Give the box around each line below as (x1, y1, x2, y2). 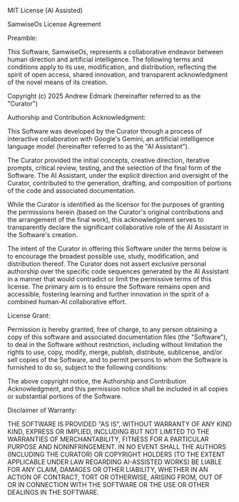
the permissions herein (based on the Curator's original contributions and (7, 208, 223, 216)
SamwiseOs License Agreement (7, 20, 101, 28)
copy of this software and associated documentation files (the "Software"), (7, 333, 228, 341)
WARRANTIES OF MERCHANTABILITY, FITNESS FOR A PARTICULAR (7, 435, 209, 443)
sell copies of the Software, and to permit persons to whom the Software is (7, 356, 228, 363)
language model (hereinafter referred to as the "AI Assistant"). (7, 142, 190, 151)
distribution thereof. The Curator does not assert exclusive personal (7, 260, 207, 268)
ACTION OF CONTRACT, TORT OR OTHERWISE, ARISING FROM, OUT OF (7, 473, 223, 481)
